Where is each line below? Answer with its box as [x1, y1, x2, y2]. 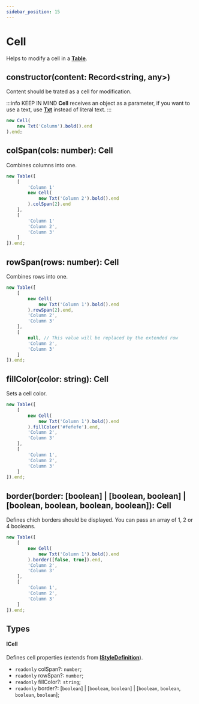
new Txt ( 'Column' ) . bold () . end [17, 123, 93, 129]
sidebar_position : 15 [6, 8, 61, 15]
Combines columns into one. [6, 161, 77, 168]
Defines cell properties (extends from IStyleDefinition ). [6, 653, 143, 661]
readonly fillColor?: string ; [14, 678, 81, 685]
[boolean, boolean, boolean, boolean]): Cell [6, 500, 172, 510]
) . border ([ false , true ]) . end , [28, 557, 103, 563]
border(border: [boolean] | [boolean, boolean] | [6, 491, 186, 501]
